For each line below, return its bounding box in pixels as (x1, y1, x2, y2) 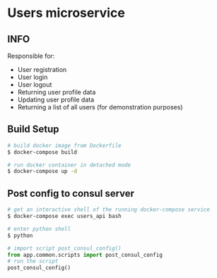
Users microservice (7, 5, 125, 21)
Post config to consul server (7, 187, 135, 199)
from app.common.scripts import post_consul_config (7, 251, 163, 258)
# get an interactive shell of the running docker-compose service (7, 206, 211, 213)
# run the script (7, 258, 59, 265)
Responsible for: (7, 52, 55, 60)
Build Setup (7, 123, 59, 135)
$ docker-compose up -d (7, 168, 78, 175)
